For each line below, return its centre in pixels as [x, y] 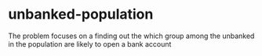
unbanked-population [81, 14]
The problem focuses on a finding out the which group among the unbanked [131, 36]
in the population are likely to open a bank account [90, 44]
